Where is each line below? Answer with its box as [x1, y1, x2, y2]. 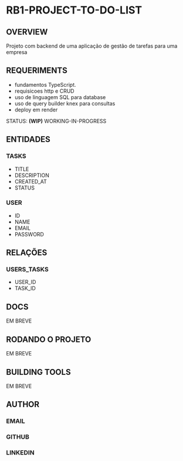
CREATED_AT [14, 178, 47, 185]
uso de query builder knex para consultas [14, 100, 116, 107]
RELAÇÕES [6, 248, 48, 258]
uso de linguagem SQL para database [14, 93, 106, 100]
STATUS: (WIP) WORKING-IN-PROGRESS [6, 117, 107, 124]
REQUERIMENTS [6, 66, 67, 76]
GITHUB [6, 433, 29, 441]
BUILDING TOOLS [6, 367, 72, 377]
